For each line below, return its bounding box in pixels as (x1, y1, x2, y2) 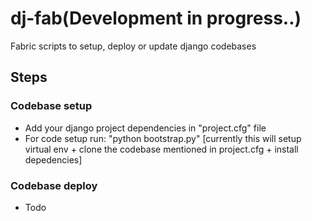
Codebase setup (10, 99, 93, 113)
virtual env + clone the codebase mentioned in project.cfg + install (24, 143, 299, 155)
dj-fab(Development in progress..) (10, 7, 302, 30)
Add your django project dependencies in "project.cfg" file (24, 122, 267, 134)
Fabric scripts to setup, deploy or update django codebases (10, 40, 257, 52)
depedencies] (24, 153, 83, 166)
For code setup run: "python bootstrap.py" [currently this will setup (24, 132, 302, 144)
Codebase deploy (10, 178, 98, 192)
